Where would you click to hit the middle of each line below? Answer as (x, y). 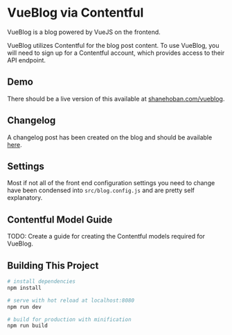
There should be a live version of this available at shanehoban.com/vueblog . (116, 98)
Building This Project (53, 265)
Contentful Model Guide (60, 220)
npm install (24, 288)
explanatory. (25, 198)
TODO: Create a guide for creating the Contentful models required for (106, 237)
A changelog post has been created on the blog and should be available (110, 137)
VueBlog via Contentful (75, 13)
